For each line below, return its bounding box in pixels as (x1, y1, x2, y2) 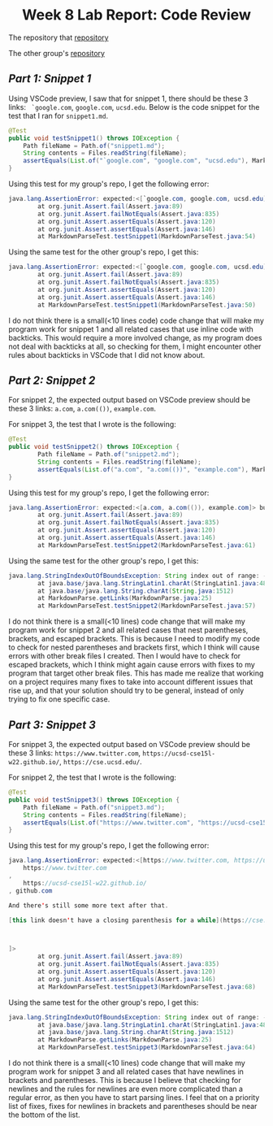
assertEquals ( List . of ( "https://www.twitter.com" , (23, 819, 195, 827)
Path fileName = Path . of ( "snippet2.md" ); (37, 450, 180, 459)
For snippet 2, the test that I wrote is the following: (8, 772, 177, 782)
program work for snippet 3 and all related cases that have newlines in (8, 1067, 244, 1076)
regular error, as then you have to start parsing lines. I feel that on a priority (8, 1093, 260, 1102)
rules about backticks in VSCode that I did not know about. (8, 350, 206, 359)
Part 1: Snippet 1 (8, 72, 92, 86)
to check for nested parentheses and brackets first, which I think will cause (8, 642, 260, 652)
